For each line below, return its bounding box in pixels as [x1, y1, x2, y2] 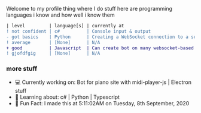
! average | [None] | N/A [6, 39, 100, 45]
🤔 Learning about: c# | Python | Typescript [14, 93, 120, 101]
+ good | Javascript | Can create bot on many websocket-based [6, 45, 194, 51]
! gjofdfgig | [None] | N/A [6, 51, 100, 56]
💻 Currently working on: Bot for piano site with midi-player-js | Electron [14, 79, 191, 86]
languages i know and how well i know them [6, 11, 115, 18]
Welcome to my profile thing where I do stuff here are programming [6, 5, 172, 12]
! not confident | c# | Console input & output [6, 28, 151, 34]
